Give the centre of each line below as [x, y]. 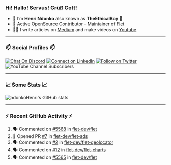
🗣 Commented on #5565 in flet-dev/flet [55, 157]
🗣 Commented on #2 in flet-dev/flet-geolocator [63, 142]
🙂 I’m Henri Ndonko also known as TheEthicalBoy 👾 [67, 19]
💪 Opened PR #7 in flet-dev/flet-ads [50, 136]
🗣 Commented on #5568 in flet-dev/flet [55, 129]
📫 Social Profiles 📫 [30, 48]
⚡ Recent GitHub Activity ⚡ [39, 116]
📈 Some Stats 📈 [26, 85]
